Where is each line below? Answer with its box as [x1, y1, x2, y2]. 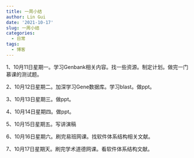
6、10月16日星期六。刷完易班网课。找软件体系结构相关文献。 [6, 133, 154, 140]
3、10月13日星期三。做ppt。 [6, 95, 74, 102]
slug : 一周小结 [6, 25, 40, 31]
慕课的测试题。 [6, 71, 42, 78]
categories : [6, 30, 35, 36]
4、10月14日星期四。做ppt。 [6, 108, 75, 115]
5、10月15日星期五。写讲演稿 [6, 121, 76, 128]
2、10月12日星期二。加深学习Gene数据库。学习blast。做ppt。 [6, 83, 155, 90]
